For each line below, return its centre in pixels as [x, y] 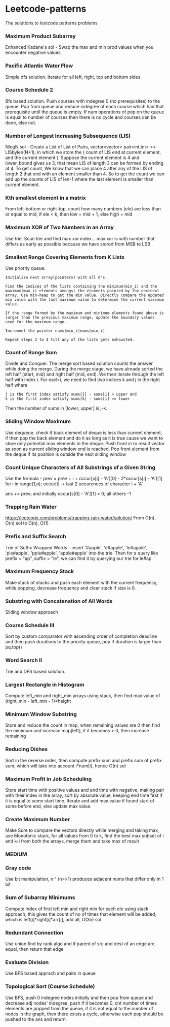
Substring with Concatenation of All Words [59, 601]
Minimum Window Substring [41, 714]
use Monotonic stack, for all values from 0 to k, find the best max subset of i [85, 836]
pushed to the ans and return [35, 1019]
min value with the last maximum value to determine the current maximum [85, 300]
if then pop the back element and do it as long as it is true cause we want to [84, 438]
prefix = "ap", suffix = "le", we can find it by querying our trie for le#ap [78, 558]
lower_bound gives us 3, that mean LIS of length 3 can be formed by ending [84, 163]
